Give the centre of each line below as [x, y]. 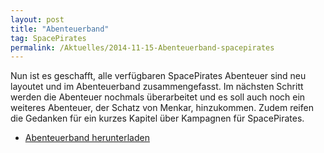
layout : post [37, 19]
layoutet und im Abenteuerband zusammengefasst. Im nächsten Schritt [157, 87]
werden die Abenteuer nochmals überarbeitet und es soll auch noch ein [158, 97]
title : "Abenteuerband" [60, 29]
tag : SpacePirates [48, 38]
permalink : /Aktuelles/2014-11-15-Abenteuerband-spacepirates [142, 47]
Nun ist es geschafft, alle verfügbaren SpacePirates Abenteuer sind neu [158, 76]
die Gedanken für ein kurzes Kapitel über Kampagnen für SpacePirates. [157, 118]
